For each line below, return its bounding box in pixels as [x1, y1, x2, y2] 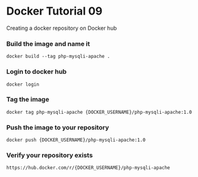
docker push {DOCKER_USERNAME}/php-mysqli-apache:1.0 [6, 137, 146, 144]
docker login [6, 81, 40, 88]
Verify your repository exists [6, 151, 93, 159]
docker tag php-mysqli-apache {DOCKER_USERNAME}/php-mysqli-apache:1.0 [6, 109, 192, 115]
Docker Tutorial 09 [6, 4, 103, 18]
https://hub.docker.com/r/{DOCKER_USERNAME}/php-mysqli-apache [6, 165, 171, 171]
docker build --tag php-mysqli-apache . [6, 54, 111, 60]
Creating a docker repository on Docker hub [6, 24, 117, 32]
